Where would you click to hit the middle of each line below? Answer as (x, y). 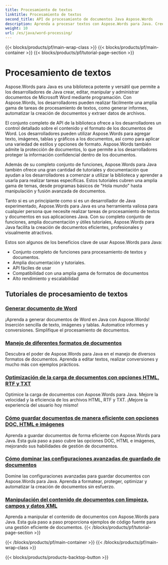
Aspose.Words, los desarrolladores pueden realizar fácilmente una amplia (81, 102)
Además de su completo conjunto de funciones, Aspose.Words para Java (81, 164)
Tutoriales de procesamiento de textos (66, 294)
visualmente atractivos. (29, 232)
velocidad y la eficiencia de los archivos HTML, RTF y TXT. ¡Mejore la (76, 400)
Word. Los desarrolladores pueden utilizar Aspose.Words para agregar (78, 133)
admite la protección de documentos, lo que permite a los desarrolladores (81, 149)
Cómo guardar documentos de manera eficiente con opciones (82, 418)
